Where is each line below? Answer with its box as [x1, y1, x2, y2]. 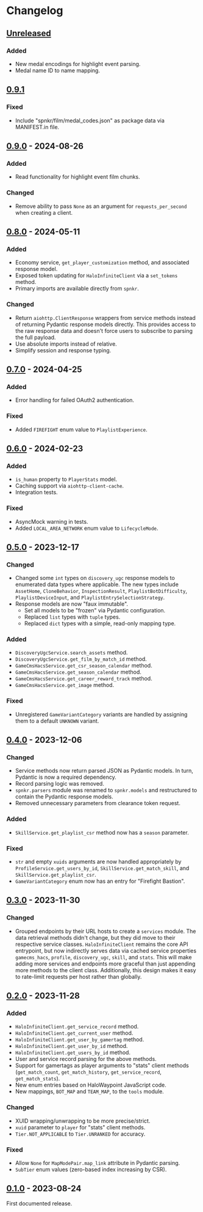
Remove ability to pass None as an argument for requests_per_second [15, 203, 187, 210]
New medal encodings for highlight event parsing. [15, 60, 141, 67]
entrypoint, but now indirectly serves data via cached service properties [15, 946, 197, 954]
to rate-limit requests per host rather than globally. [15, 973, 142, 980]
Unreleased [6, 28, 52, 39]
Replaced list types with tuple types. [24, 613, 121, 621]
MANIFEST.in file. [15, 123, 60, 130]
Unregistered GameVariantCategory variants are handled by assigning [15, 710, 188, 718]
